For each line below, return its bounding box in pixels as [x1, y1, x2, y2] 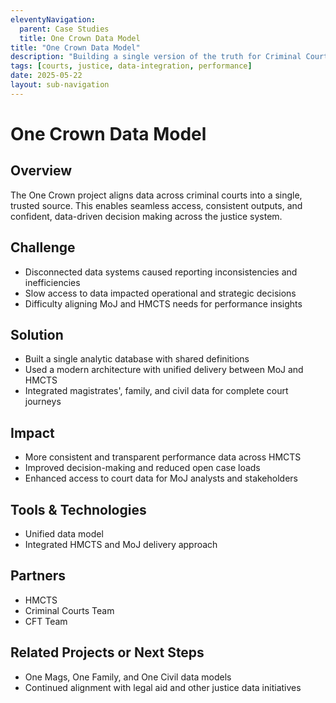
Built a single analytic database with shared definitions [24, 353, 250, 365]
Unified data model [24, 528, 104, 540]
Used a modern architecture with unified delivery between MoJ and [24, 364, 304, 376]
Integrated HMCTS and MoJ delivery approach [24, 539, 218, 550]
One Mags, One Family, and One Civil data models [24, 671, 232, 683]
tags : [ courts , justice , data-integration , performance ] [10, 61, 253, 71]
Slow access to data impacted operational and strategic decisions [24, 287, 297, 299]
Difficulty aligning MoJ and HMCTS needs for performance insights [24, 297, 303, 310]
